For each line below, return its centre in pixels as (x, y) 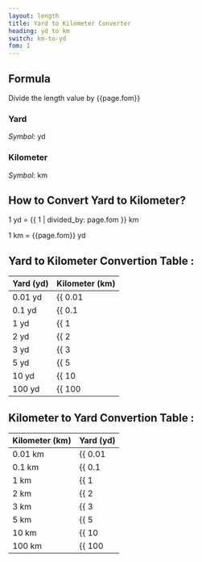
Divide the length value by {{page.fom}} (74, 98)
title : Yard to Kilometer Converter (70, 23)
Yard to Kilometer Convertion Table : (101, 260)
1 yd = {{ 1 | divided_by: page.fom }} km (74, 220)
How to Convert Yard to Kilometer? (97, 200)
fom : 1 (19, 46)
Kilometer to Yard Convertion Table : (101, 418)
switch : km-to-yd (37, 38)
